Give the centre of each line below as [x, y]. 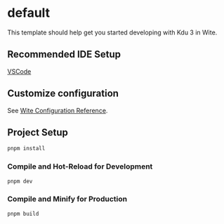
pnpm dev [20, 181]
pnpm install [26, 149]
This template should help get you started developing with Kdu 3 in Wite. [112, 32]
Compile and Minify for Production [67, 199]
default [29, 13]
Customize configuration [63, 94]
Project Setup [38, 132]
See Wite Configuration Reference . [58, 110]
